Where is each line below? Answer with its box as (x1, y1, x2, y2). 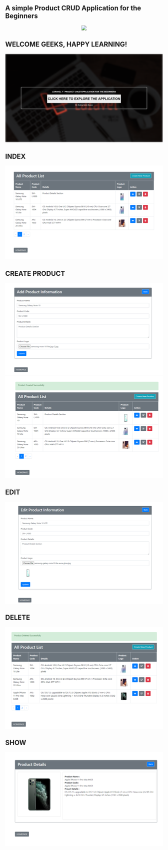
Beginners (5, 12, 38, 20)
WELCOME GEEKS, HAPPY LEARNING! (5, 40, 127, 49)
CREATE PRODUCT (5, 269, 65, 278)
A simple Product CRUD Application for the (5, 4, 141, 12)
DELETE (5, 613, 30, 622)
